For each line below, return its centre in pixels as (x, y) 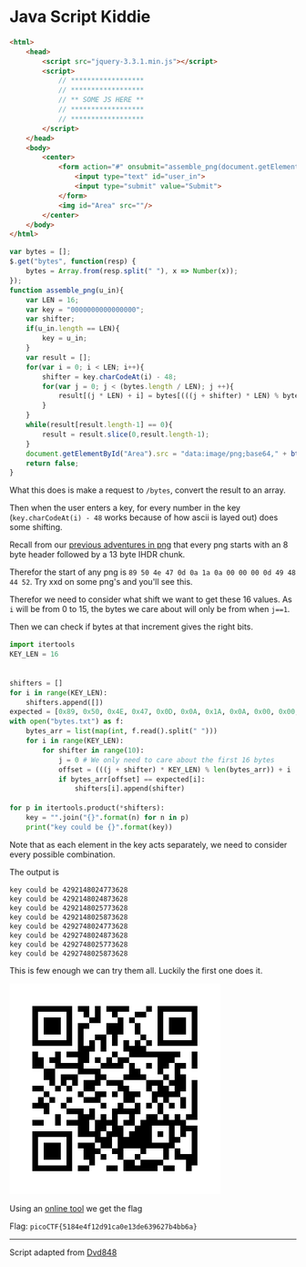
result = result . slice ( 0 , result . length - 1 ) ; (126, 434)
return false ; (52, 463)
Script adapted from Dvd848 (63, 1252)
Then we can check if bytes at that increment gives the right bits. (131, 627)
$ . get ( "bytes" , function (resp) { (73, 261)
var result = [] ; (59, 357)
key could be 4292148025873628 (69, 917)
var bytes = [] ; (40, 252)
